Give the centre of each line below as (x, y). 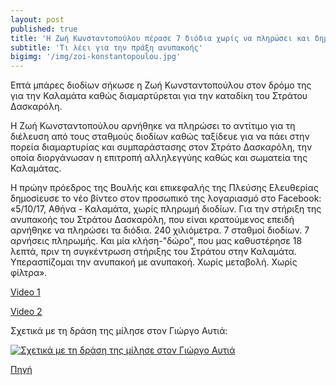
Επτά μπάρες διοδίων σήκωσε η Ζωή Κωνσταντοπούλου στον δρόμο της (161, 85)
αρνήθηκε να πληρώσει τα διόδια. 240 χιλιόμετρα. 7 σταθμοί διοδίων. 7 (160, 230)
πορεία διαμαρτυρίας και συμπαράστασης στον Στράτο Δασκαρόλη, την (161, 147)
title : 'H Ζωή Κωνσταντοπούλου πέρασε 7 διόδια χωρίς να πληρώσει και (160, 38)
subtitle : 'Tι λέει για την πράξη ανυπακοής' (106, 47)
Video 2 (26, 312)
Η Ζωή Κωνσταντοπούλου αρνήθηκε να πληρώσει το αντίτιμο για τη (153, 126)
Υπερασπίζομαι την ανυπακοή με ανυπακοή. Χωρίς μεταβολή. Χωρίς (154, 262)
